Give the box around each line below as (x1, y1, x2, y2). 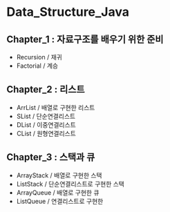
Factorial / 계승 (16, 61, 59, 70)
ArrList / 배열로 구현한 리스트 (16, 103, 95, 111)
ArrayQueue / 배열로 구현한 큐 (16, 188, 100, 197)
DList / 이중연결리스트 (16, 120, 77, 128)
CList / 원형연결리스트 (16, 129, 77, 137)
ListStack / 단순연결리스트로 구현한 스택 (16, 180, 125, 188)
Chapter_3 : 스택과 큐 (6, 151, 95, 163)
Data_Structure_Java (6, 4, 129, 20)
